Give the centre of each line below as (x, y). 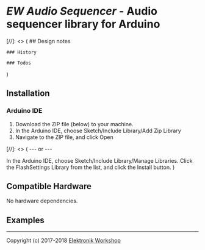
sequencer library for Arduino (83, 24)
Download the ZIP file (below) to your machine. (74, 124)
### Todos (19, 63)
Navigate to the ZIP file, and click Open (64, 137)
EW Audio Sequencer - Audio (82, 11)
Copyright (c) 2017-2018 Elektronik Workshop (63, 241)
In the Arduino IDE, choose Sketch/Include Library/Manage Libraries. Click (99, 160)
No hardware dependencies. (42, 201)
